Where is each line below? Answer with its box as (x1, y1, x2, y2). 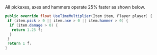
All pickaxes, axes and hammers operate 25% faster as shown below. (5, 4, 146, 10)
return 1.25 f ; (11, 27, 43, 32)
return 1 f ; (7, 41, 32, 46)
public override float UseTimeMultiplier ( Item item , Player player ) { (5, 14, 153, 19)
